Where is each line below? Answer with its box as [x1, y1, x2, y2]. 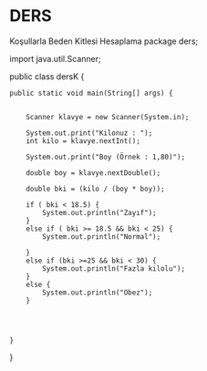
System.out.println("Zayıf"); [42, 208, 157, 217]
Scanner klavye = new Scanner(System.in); [26, 112, 190, 121]
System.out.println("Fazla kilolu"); [42, 263, 185, 273]
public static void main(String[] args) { [9, 88, 173, 98]
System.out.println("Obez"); [42, 288, 153, 297]
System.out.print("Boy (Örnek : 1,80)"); [26, 152, 185, 161]
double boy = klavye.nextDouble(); [26, 168, 161, 178]
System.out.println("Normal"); [42, 232, 161, 242]
